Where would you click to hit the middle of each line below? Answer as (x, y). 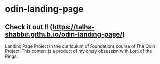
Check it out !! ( (29, 27)
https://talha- (74, 27)
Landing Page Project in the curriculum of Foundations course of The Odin (80, 46)
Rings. (11, 56)
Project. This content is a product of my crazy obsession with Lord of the (79, 51)
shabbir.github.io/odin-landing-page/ (64, 34)
